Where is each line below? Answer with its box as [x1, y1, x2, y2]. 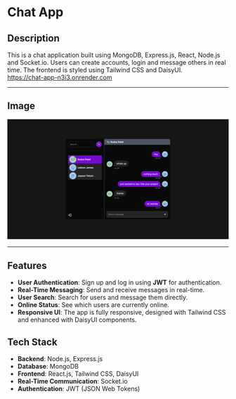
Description [7, 32, 60, 44]
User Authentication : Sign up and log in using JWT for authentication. [17, 278, 222, 287]
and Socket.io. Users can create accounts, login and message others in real [7, 58, 226, 67]
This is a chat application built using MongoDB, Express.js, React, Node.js [7, 51, 221, 59]
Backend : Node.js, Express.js [17, 355, 103, 363]
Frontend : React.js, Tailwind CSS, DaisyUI [17, 369, 139, 378]
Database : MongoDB [17, 362, 79, 371]
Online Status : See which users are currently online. [17, 301, 170, 309]
